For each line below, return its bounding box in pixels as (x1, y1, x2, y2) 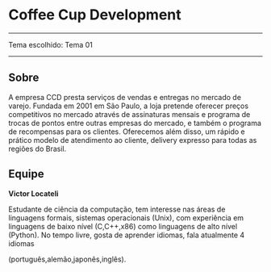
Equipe (8, 167, 44, 181)
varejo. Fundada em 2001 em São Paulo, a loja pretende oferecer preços (8, 101, 248, 111)
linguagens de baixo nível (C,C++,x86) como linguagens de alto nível (8, 221, 238, 231)
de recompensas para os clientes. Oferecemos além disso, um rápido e (8, 127, 245, 136)
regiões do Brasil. (8, 144, 67, 153)
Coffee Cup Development (8, 6, 181, 24)
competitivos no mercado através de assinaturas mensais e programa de (8, 109, 251, 119)
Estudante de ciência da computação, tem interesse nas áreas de (8, 204, 226, 214)
